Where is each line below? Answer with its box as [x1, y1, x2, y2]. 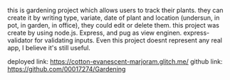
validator [7, 36, 33, 45]
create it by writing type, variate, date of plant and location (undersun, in [7, 13, 220, 22]
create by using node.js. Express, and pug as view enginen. [7, 28, 182, 37]
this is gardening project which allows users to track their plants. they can [7, 6, 224, 14]
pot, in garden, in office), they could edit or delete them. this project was [7, 21, 219, 29]
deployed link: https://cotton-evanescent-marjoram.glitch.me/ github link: [7, 57, 223, 66]
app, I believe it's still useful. [7, 44, 91, 52]
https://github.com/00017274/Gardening [7, 65, 126, 73]
